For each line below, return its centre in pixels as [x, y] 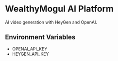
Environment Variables [40, 37]
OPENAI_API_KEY [30, 49]
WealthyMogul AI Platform [59, 9]
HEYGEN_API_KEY [30, 54]
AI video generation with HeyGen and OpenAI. [51, 22]
